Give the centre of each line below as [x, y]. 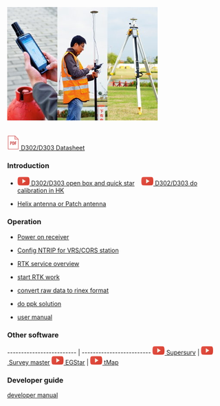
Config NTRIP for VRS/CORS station [68, 250]
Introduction [28, 165]
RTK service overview [48, 263]
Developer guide [35, 380]
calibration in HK [41, 191]
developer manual [33, 395]
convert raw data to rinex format [63, 290]
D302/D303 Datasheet [53, 148]
